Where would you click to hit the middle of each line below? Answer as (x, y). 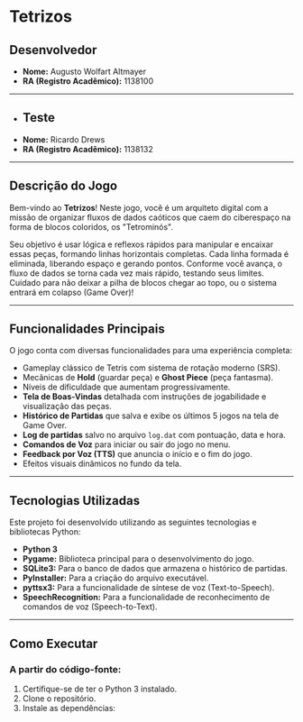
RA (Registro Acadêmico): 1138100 (88, 81)
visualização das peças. (67, 407)
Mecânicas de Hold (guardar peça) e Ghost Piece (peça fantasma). (147, 378)
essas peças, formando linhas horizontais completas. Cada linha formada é (149, 253)
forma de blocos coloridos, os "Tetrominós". (92, 226)
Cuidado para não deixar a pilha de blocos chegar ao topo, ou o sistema (143, 282)
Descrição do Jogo (64, 186)
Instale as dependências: (69, 708)
